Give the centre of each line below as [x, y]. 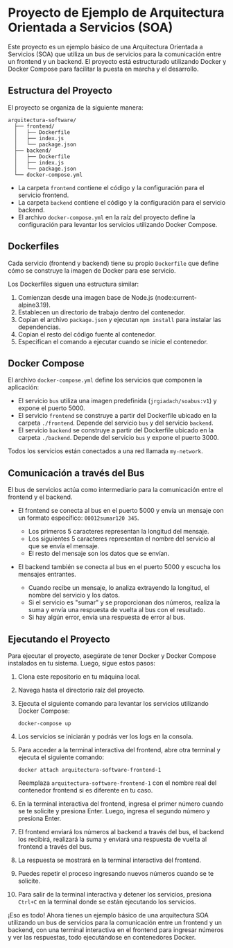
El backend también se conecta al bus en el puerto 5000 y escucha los [119, 567]
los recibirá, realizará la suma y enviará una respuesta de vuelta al [112, 839]
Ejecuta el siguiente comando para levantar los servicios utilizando [113, 703]
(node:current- [176, 297]
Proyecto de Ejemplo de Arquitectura [116, 13]
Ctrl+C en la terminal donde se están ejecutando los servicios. [107, 902]
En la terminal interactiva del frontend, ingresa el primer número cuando [121, 804]
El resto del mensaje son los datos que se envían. [98, 554]
